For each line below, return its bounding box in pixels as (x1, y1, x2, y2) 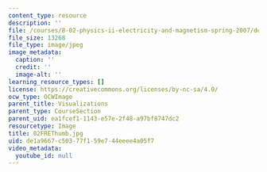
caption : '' (15, 56, 56, 64)
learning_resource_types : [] (8, 78, 105, 86)
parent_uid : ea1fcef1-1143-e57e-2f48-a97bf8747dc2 (8, 115, 180, 123)
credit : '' (15, 63, 52, 71)
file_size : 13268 (8, 33, 66, 42)
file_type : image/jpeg (8, 41, 83, 49)
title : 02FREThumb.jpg (8, 129, 83, 137)
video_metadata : (8, 144, 62, 152)
